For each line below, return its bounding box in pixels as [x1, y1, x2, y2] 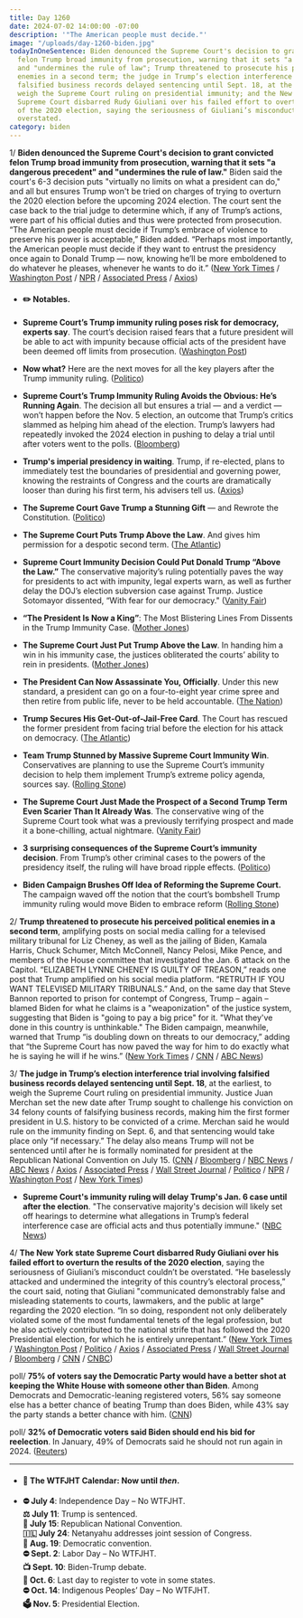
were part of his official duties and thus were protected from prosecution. [9, 214, 282, 225]
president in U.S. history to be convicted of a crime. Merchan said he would [9, 1116, 290, 1127]
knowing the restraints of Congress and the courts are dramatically [22, 476, 272, 487]
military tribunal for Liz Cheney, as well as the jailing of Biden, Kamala [9, 935, 268, 946]
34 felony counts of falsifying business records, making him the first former [9, 1107, 290, 1118]
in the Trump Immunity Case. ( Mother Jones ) [22, 622, 190, 633]
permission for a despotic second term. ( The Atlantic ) [22, 539, 222, 550]
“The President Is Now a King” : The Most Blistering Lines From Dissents [22, 612, 293, 624]
